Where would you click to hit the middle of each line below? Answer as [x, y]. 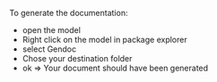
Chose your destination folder [77, 58]
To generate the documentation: [69, 13]
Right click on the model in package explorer [104, 40]
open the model [51, 30]
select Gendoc [49, 49]
